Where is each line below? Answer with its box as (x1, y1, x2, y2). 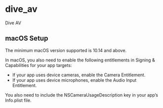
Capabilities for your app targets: (5, 62, 72, 68)
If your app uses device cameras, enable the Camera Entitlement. (12, 72, 146, 78)
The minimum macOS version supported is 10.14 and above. (5, 47, 127, 53)
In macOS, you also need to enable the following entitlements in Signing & (5, 57, 155, 63)
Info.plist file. (5, 97, 32, 103)
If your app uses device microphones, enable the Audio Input (12, 77, 137, 83)
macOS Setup (5, 34, 48, 43)
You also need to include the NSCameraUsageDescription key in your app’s (5, 92, 158, 98)
